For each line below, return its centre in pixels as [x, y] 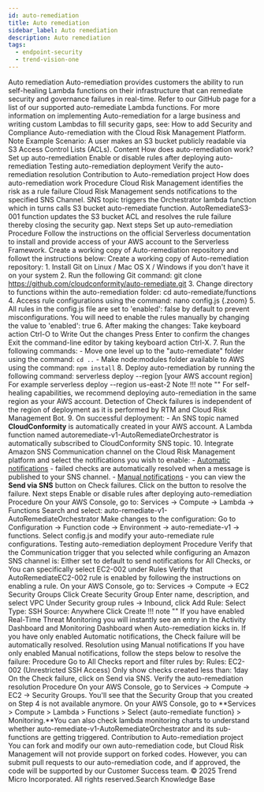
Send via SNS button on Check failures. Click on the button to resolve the [127, 485]
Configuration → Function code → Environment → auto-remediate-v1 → [124, 527]
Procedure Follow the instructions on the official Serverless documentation [130, 233]
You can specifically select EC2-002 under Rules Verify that [106, 569]
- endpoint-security [49, 52]
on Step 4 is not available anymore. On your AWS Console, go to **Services [132, 703]
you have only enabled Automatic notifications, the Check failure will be [125, 636]
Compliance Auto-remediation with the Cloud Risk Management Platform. [127, 132]
